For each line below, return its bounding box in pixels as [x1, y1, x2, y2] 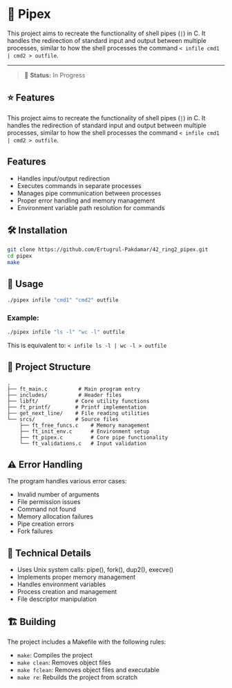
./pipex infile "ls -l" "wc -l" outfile [7, 328, 126, 335]
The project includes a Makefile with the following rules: [7, 638, 166, 646]
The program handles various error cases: [7, 477, 127, 485]
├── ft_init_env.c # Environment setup [19, 428, 150, 435]
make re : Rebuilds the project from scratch [17, 673, 138, 682]
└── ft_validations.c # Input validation [19, 440, 147, 447]
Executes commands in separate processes [17, 181, 142, 189]
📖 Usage [7, 278, 43, 290]
